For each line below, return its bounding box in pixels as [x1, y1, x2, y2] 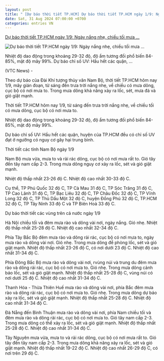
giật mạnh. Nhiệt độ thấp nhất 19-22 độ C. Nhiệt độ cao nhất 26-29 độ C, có [5, 345, 158, 351]
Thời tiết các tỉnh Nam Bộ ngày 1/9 [5, 146, 74, 152]
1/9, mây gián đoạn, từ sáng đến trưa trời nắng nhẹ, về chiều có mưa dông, [5, 83, 155, 89]
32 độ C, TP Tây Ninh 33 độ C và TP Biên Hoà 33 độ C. [5, 201, 116, 207]
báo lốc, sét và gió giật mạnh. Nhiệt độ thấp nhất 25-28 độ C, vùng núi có [5, 270, 153, 276]
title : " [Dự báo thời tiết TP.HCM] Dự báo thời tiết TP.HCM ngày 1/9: [5, 12, 154, 17]
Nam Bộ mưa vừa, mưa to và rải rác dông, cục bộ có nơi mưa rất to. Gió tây [5, 156, 156, 162]
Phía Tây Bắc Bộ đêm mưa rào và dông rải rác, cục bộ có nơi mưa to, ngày [5, 234, 154, 240]
